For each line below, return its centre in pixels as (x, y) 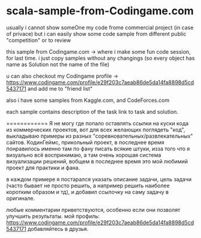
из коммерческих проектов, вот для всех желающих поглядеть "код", (96, 129)
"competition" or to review (39, 40)
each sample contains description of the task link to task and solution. (92, 112)
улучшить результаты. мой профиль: (53, 216)
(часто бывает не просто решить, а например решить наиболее (88, 186)
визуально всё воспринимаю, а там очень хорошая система (84, 155)
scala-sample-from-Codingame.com (100, 11)
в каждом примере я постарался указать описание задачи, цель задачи (99, 179)
